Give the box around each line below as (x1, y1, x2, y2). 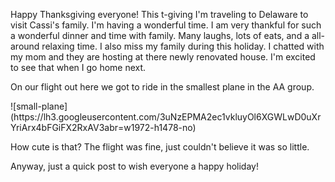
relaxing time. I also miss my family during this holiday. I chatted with (41, 40, 325, 52)
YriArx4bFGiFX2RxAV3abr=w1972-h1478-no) (10, 122, 197, 133)
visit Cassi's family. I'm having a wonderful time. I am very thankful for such (10, 19, 322, 31)
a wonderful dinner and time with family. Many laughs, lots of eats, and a (10, 30, 310, 41)
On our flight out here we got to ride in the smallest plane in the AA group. (10, 81, 315, 93)
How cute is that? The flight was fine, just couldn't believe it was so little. (10, 141, 310, 153)
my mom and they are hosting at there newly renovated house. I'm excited (10, 51, 316, 63)
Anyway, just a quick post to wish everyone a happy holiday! (10, 160, 259, 172)
